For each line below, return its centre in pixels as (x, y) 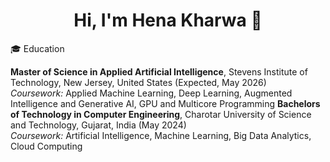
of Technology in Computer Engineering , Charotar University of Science (161, 114)
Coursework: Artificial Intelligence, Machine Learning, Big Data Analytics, (161, 135)
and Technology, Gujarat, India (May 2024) (98, 125)
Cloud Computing (46, 146)
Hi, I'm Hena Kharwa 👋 (168, 20)
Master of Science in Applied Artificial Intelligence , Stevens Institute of (159, 71)
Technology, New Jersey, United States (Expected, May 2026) (138, 82)
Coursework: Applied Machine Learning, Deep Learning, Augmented (151, 93)
